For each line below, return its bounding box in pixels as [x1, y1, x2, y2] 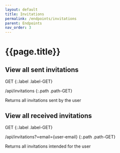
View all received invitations [5, 112, 92, 120]
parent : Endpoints [5, 20, 42, 26]
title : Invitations [5, 12, 45, 17]
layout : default [5, 7, 38, 12]
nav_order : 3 [5, 25, 31, 30]
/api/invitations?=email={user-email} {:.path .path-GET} [5, 134, 116, 139]
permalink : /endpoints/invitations [5, 16, 77, 21]
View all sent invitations [5, 65, 79, 74]
